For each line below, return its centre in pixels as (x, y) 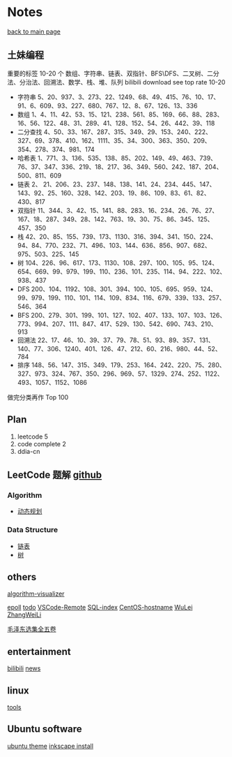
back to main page (34, 31)
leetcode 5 (33, 436)
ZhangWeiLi (24, 615)
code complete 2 (41, 443)
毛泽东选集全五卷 (32, 629)
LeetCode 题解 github (55, 475)
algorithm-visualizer (36, 594)
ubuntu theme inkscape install (51, 746)
